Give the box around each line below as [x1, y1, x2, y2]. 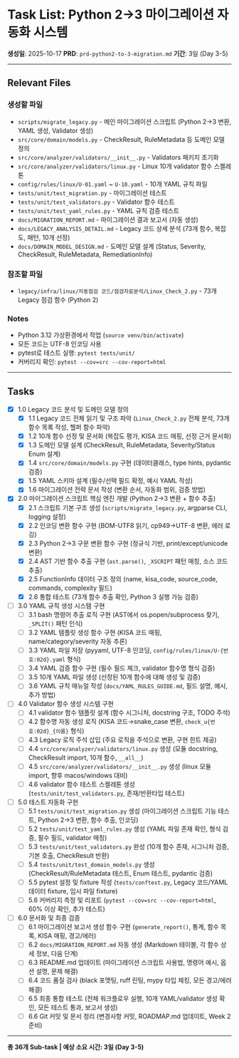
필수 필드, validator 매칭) [38, 833, 107, 841]
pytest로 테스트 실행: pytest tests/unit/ [17, 348, 135, 357]
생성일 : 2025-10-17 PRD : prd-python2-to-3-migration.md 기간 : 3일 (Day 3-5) [7, 49, 229, 58]
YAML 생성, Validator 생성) [17, 126, 94, 135]
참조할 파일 [7, 269, 43, 279]
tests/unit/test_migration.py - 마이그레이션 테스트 [17, 188, 167, 197]
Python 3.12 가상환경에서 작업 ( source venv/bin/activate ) [17, 331, 184, 339]
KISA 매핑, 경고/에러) [38, 931, 97, 940]
